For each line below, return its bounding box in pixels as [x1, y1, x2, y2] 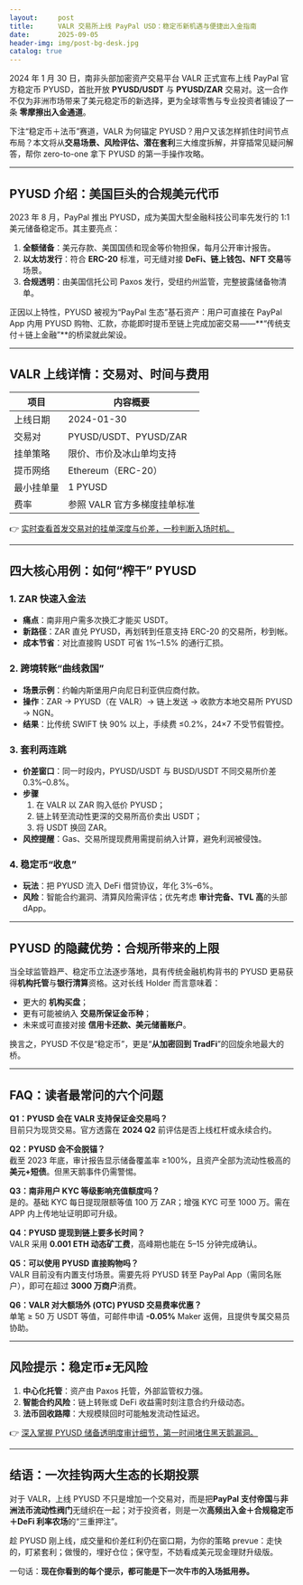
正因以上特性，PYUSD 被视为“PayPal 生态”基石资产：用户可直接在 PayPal [9, 307, 282, 317]
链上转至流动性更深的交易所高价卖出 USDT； [35, 811, 203, 822]
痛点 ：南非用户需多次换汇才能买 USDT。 [22, 615, 173, 626]
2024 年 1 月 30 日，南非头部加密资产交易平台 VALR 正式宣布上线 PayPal [9, 73, 280, 84]
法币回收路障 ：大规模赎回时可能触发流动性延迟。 [22, 1408, 205, 1419]
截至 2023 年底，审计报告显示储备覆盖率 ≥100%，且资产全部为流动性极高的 [9, 1155, 291, 1165]
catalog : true [9, 47, 63, 56]
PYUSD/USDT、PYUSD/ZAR [68, 430, 188, 443]
